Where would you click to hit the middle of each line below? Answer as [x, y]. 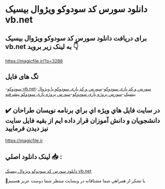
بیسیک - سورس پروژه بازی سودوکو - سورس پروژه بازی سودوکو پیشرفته [71, 94]
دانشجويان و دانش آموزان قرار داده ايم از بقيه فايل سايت [83, 121]
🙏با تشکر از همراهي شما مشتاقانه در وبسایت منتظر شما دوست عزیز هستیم [75, 181]
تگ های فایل [22, 77]
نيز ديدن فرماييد [27, 128]
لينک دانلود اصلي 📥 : [34, 157]
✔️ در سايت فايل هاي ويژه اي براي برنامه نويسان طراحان [83, 110]
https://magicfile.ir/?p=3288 [34, 61]
